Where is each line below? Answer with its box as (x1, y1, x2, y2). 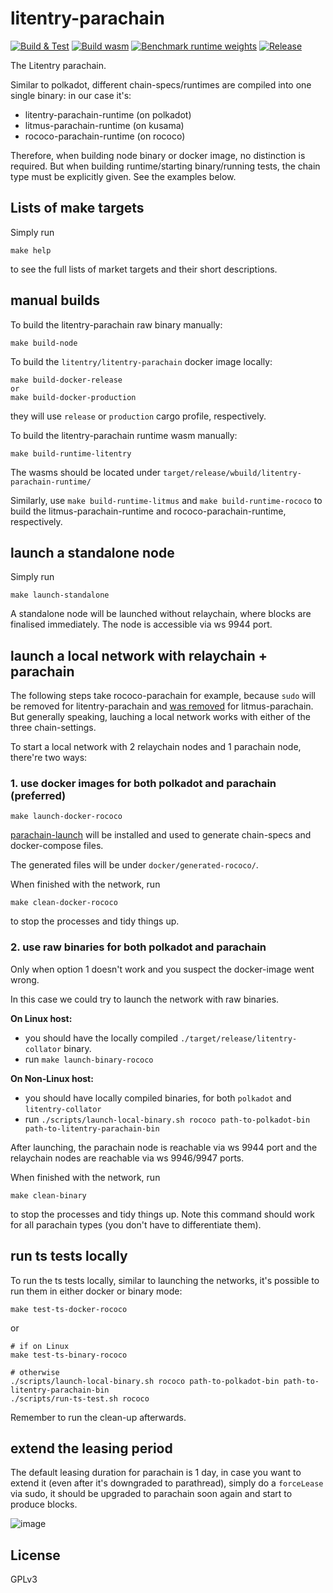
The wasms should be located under (10, 466, 162, 478)
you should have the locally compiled (24, 1032, 179, 1044)
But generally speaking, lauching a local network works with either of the (10, 711, 311, 723)
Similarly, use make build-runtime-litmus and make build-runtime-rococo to (10, 494, 323, 506)
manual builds (10, 292, 101, 309)
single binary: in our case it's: (10, 89, 132, 101)
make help (10, 245, 52, 256)
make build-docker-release (10, 375, 123, 385)
